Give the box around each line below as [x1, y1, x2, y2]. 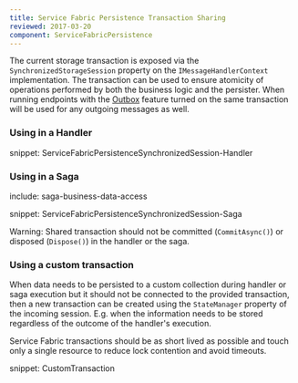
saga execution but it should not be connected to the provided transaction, [9, 289, 290, 300]
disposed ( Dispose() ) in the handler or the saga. [9, 235, 190, 246]
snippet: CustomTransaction [9, 363, 116, 374]
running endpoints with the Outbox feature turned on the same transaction [9, 94, 289, 105]
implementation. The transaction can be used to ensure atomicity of [9, 75, 264, 86]
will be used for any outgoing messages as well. [9, 104, 190, 115]
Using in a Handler [9, 127, 93, 140]
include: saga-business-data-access [9, 191, 148, 202]
